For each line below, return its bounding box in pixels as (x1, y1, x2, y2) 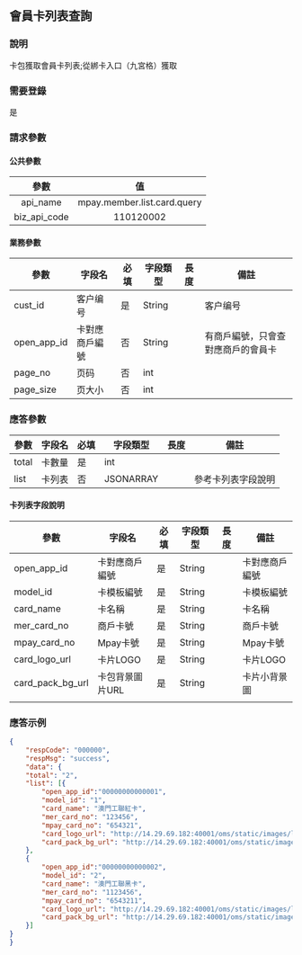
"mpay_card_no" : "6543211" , (41, 896, 147, 906)
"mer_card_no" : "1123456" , (41, 888, 143, 897)
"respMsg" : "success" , (25, 754, 111, 763)
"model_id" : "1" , (41, 796, 106, 805)
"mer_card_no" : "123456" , (41, 812, 139, 821)
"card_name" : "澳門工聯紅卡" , (41, 804, 147, 814)
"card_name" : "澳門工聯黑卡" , (41, 879, 147, 888)
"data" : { (25, 763, 63, 772)
